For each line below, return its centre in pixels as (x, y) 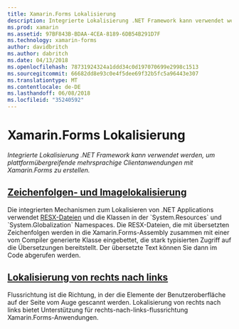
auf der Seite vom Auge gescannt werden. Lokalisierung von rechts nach (114, 302)
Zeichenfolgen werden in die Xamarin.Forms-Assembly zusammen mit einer (118, 232)
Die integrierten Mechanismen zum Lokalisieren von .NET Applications (111, 209)
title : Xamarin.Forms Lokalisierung (62, 14)
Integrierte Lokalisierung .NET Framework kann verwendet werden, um (111, 155)
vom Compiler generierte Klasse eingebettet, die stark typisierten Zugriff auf (119, 240)
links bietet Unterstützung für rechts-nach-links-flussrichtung (98, 310)
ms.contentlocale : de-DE (44, 87)
